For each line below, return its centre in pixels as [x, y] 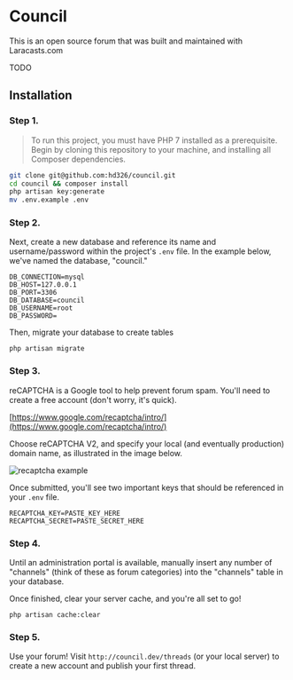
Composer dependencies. [78, 159]
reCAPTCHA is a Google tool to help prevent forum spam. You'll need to [140, 390]
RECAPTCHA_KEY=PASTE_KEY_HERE [65, 513]
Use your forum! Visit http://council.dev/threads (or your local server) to [144, 656]
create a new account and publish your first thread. [103, 666]
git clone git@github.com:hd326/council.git [93, 175]
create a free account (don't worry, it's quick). [93, 399]
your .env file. [35, 497]
